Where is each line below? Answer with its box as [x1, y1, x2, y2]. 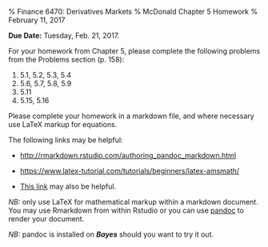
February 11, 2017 [8, 15, 66, 25]
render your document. [8, 214, 85, 223]
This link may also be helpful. [19, 181, 117, 191]
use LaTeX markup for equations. [8, 120, 118, 129]
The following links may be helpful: [8, 135, 123, 145]
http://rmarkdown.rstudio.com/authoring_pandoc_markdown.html [19, 151, 237, 160]
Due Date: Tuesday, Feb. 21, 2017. [8, 31, 120, 40]
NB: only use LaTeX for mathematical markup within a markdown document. [8, 197, 258, 206]
